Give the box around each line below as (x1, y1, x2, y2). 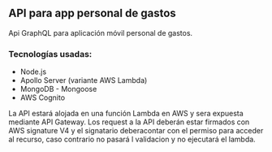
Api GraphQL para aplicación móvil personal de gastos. (8, 28, 193, 37)
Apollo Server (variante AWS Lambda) (19, 76, 148, 85)
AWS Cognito (19, 93, 66, 102)
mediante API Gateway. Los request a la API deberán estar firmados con (8, 117, 250, 127)
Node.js (19, 67, 47, 76)
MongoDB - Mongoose (19, 85, 97, 94)
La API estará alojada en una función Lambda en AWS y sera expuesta (8, 109, 244, 119)
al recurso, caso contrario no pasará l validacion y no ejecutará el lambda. (8, 134, 256, 145)
